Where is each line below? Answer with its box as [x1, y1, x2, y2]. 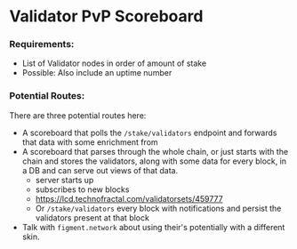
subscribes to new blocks [35, 184, 130, 195]
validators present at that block [35, 212, 149, 223]
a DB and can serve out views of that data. [21, 165, 179, 175]
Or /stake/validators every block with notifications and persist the [35, 203, 282, 213]
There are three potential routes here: [9, 109, 147, 121]
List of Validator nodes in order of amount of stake [21, 58, 207, 68]
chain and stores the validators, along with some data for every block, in [21, 156, 287, 166]
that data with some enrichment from [21, 136, 158, 148]
